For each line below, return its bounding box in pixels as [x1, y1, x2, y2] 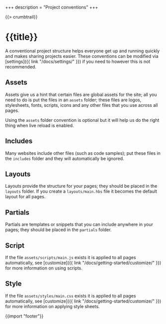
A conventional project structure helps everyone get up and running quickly [5, 47, 160, 54]
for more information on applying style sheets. [5, 303, 100, 309]
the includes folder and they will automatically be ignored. [5, 155, 124, 161]
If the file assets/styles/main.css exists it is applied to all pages [5, 293, 136, 299]
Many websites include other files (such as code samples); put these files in [5, 150, 161, 156]
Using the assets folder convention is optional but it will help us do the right [5, 117, 160, 123]
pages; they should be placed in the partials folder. [5, 227, 112, 233]
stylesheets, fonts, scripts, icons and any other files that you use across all [5, 102, 158, 108]
